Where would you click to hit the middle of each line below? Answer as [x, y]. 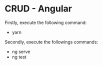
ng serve [21, 51]
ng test [19, 57]
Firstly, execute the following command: [46, 22]
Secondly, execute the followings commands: [51, 42]
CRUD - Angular [38, 9]
